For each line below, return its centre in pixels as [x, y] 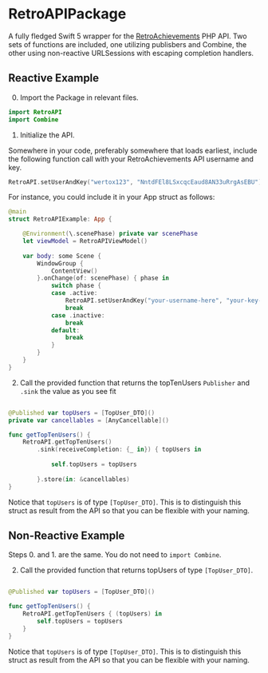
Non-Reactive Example [67, 535]
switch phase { [76, 286]
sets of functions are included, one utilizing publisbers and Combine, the [128, 44]
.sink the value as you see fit [68, 391]
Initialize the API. [47, 135]
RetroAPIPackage [67, 14]
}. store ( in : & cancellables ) [83, 479]
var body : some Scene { [62, 256]
